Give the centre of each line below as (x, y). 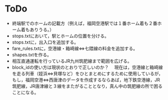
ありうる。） (42, 29)
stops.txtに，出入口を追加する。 (45, 42)
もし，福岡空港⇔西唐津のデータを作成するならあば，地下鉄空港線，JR (86, 80)
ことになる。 (25, 92)
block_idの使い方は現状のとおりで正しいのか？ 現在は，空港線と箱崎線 (87, 67)
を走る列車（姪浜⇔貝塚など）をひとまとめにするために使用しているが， (88, 73)
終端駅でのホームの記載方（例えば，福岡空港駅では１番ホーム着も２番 (85, 23)
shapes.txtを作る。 (32, 55)
